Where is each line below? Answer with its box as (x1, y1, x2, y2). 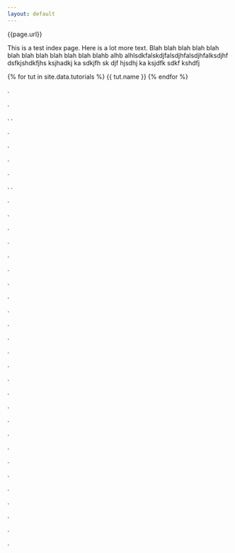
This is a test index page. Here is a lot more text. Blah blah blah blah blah (7, 43, 219, 52)
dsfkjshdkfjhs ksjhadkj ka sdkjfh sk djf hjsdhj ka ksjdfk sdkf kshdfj (7, 58, 200, 67)
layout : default (7, 10, 55, 18)
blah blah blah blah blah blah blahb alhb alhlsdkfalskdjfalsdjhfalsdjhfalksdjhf (7, 51, 229, 59)
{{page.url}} (7, 30, 42, 38)
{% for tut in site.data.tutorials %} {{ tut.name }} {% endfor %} (7, 72, 189, 81)
